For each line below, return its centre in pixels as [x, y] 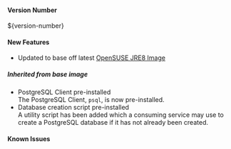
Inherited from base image [47, 74]
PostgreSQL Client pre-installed [64, 92]
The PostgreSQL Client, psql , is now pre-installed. [91, 100]
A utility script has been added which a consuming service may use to [121, 115]
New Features [29, 42]
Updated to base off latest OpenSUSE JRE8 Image [92, 58]
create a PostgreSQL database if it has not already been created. [113, 123]
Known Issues [29, 138]
